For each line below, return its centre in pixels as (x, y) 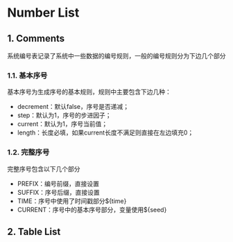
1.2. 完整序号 (28, 153)
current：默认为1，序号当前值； (62, 124)
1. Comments (36, 38)
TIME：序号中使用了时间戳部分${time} (72, 201)
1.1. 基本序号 (27, 76)
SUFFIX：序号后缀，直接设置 (59, 192)
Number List (43, 13)
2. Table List (34, 231)
